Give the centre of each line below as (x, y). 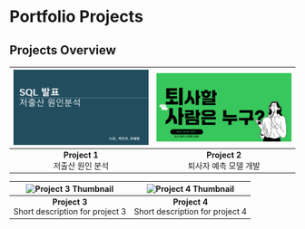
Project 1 (81, 155)
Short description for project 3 (70, 212)
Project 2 (224, 155)
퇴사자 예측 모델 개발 (224, 166)
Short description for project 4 (191, 212)
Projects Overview (63, 50)
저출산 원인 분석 (81, 166)
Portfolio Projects (76, 17)
